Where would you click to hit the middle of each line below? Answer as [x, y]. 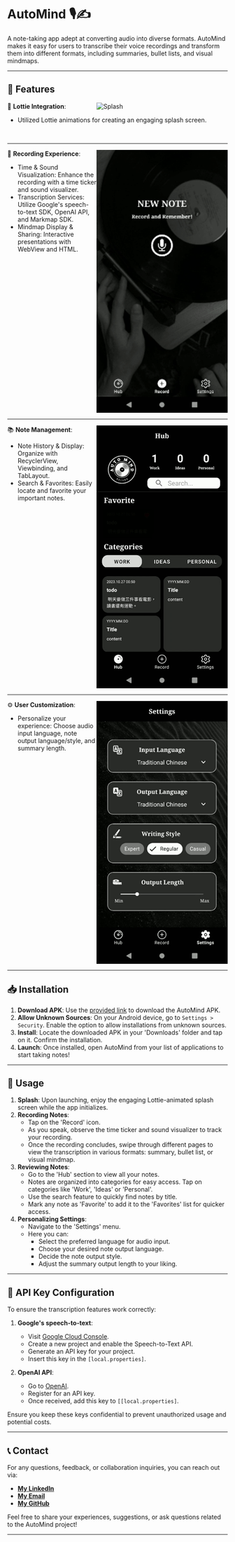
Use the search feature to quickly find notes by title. [102, 1197]
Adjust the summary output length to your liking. [108, 1264]
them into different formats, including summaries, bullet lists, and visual [110, 53]
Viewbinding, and [42, 468]
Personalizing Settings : [52, 1219]
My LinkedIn [36, 1488]
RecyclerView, [38, 460]
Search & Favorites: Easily [55, 483]
